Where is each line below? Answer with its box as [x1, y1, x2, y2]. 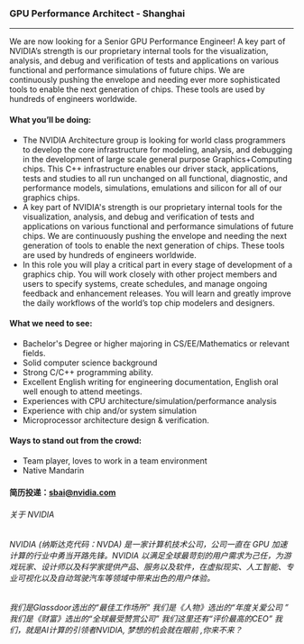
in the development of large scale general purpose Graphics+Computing [22, 153, 292, 164]
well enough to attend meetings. [22, 386, 143, 397]
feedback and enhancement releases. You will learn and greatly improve [22, 288, 291, 299]
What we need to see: [9, 318, 93, 329]
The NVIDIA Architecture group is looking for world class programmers [22, 134, 286, 145]
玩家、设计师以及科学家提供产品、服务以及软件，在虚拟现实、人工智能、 [16, 561, 286, 572]
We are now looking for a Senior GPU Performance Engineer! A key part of [9, 36, 286, 47]
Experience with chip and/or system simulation [22, 405, 197, 416]
